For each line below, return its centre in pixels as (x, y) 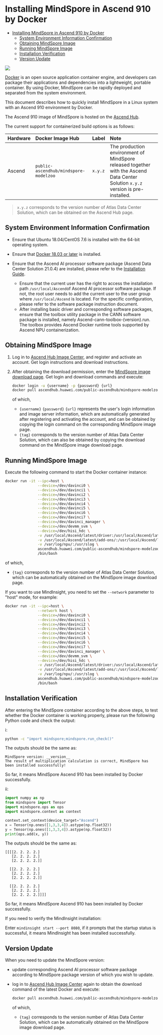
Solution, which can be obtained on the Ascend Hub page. (75, 212)
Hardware (19, 138)
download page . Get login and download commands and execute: (78, 376)
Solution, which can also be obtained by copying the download (82, 440)
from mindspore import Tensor (36, 803)
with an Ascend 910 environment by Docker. (49, 107)
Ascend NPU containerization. (49, 330)
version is (121, 189)
